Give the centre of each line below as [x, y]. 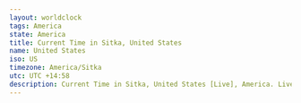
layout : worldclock [46, 17]
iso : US [24, 59]
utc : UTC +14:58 [39, 76]
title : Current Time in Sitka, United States [95, 43]
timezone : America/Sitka [56, 68]
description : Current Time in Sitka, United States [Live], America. [142, 84]
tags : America [36, 26]
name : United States [48, 51]
